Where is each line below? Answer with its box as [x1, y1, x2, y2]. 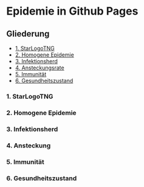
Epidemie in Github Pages [6, 4, 139, 18]
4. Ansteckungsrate [15, 64, 65, 71]
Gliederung [6, 29, 50, 39]
